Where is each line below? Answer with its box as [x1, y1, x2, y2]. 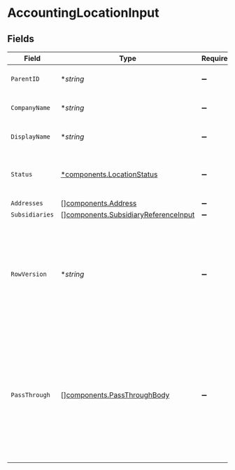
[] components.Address [60, 198, 137, 208]
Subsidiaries [10, 211, 55, 219]
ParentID [10, 75, 40, 83]
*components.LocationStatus [60, 170, 158, 179]
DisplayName [10, 133, 51, 141]
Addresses [10, 200, 43, 207]
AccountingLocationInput [7, 5, 159, 21]
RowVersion [10, 270, 47, 278]
